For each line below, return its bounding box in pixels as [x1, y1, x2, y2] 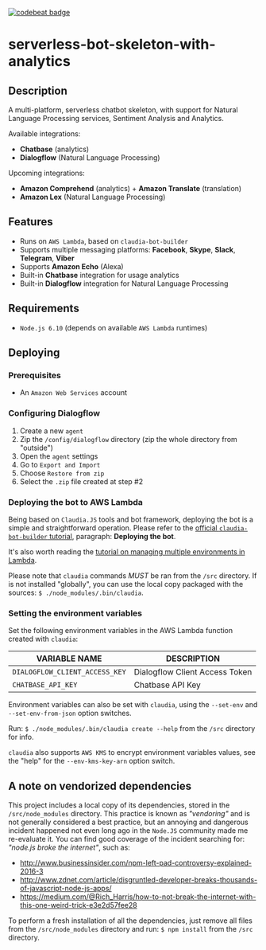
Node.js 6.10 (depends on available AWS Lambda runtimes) [19, 323, 208, 332]
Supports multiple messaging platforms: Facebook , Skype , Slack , [19, 244, 236, 254]
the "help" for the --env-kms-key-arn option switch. [8, 756, 175, 766]
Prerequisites [8, 369, 61, 381]
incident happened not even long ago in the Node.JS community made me [8, 826, 249, 835]
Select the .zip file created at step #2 [19, 476, 144, 486]
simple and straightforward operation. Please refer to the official [8, 522, 218, 533]
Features [8, 215, 53, 229]
